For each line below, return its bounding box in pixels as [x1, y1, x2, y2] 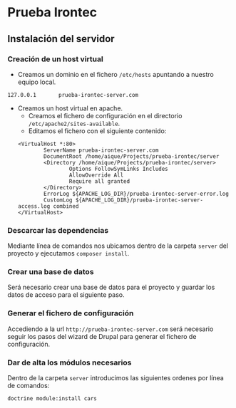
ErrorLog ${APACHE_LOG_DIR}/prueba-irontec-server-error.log [43, 190, 230, 197]
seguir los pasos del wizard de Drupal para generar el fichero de [7, 332, 197, 340]
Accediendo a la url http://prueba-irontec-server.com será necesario [7, 325, 214, 333]
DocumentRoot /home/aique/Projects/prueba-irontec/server [43, 152, 220, 160]
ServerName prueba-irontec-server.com [43, 147, 159, 154]
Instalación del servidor [7, 33, 116, 45]
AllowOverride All [68, 172, 124, 179]
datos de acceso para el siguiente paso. [7, 291, 125, 299]
